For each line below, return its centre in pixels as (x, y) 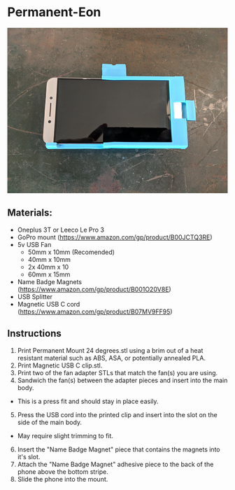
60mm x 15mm (49, 274)
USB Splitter (35, 296)
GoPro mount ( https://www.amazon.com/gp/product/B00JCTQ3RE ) (115, 237)
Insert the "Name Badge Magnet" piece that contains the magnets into (119, 449)
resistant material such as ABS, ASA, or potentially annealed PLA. (112, 358)
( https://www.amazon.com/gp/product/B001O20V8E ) (94, 289)
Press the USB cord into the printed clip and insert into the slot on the (117, 414)
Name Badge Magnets (50, 281)
